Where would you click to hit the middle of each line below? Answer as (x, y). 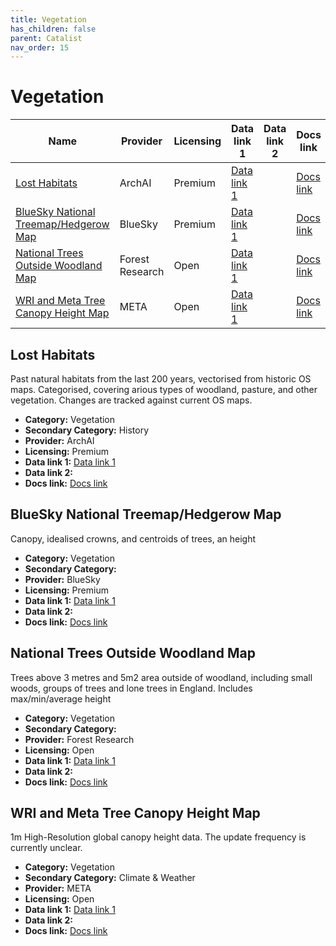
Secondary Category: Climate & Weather (110, 878)
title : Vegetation (48, 19)
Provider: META (58, 888)
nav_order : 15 (40, 47)
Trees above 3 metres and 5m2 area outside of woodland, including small (161, 677)
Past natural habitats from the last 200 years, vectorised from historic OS (161, 379)
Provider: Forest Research (79, 739)
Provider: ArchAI (59, 440)
